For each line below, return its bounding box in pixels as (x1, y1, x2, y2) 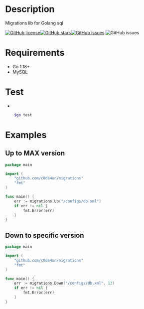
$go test (14, 112, 32, 118)
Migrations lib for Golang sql (5, 20, 63, 26)
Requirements (5, 47, 65, 58)
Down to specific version (5, 231, 84, 240)
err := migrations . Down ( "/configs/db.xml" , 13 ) (14, 281, 115, 286)
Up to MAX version (5, 149, 65, 157)
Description (5, 3, 55, 15)
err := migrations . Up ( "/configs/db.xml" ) (14, 198, 101, 204)
